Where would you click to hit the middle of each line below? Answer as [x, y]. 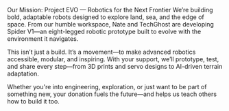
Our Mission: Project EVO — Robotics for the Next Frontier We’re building [110, 10]
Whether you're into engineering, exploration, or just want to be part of [107, 87]
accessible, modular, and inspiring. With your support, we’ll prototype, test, [113, 59]
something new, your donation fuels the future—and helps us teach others [112, 94]
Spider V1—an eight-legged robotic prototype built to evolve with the [104, 31]
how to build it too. [33, 101]
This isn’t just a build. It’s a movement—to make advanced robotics [101, 52]
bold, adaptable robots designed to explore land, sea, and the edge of [106, 17]
